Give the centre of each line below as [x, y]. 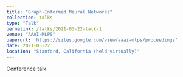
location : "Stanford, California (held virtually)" [73, 52]
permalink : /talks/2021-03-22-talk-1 [54, 29]
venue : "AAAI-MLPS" [31, 35]
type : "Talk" [23, 23]
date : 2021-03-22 [28, 46]
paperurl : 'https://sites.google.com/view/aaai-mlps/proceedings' [92, 40]
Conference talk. [27, 69]
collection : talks [29, 18]
